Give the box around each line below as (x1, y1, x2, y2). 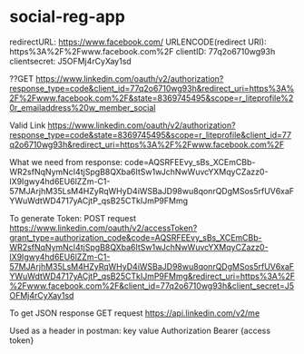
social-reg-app (9, 6, 125, 27)
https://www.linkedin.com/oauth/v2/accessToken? (9, 222, 198, 233)
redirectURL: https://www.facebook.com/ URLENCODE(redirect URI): (9, 36, 267, 47)
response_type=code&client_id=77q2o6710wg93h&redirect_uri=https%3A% (9, 83, 295, 93)
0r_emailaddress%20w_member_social (9, 102, 156, 113)
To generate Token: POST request (9, 212, 136, 223)
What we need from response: (9, 156, 123, 167)
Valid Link (9, 120, 46, 131)
